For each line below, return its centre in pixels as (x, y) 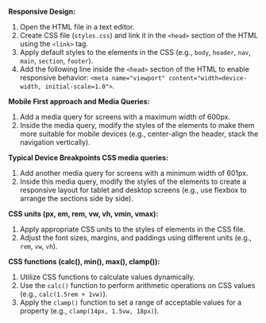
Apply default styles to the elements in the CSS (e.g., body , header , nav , (135, 52)
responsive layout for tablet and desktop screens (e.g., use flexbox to (133, 190)
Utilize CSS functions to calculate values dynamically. (107, 277)
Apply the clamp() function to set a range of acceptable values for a (131, 302)
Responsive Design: (42, 12)
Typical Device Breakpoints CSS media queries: (89, 158)
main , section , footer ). (56, 60)
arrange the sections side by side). (76, 198)
